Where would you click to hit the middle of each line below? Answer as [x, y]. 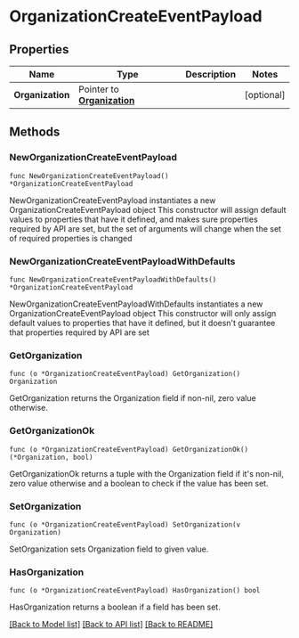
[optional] [265, 95]
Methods [35, 132]
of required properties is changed [71, 238]
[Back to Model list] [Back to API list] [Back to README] [111, 625]
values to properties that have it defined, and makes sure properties [133, 219]
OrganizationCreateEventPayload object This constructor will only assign [143, 313]
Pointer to [99, 89]
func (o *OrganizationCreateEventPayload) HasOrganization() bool [135, 591]
